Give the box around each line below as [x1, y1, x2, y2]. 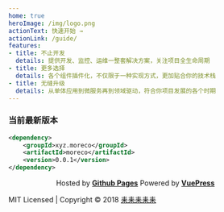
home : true [8, 11, 45, 20]
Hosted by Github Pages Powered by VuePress [56, 178, 215, 188]
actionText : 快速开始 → [8, 27, 83, 35]
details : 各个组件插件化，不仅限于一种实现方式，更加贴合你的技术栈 [15, 72, 216, 80]
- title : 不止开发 [8, 49, 66, 57]
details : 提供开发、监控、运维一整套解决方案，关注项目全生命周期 [15, 57, 210, 65]
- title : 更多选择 [8, 64, 66, 73]
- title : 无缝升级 [8, 79, 66, 87]
